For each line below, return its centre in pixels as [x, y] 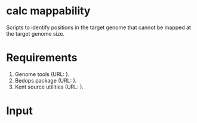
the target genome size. [36, 33]
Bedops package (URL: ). [46, 80]
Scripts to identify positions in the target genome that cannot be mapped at [98, 27]
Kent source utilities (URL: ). [49, 87]
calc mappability [48, 11]
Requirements [42, 58]
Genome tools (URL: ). [42, 74]
